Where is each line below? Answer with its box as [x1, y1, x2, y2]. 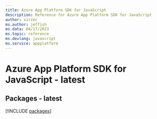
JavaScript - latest [5, 74, 85, 85]
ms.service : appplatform [5, 41, 58, 46]
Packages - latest [5, 94, 62, 103]
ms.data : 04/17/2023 [5, 27, 50, 32]
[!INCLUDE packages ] [5, 108, 52, 114]
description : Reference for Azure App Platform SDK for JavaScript [5, 12, 152, 17]
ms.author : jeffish [5, 22, 47, 27]
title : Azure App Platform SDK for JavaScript [5, 7, 106, 13]
